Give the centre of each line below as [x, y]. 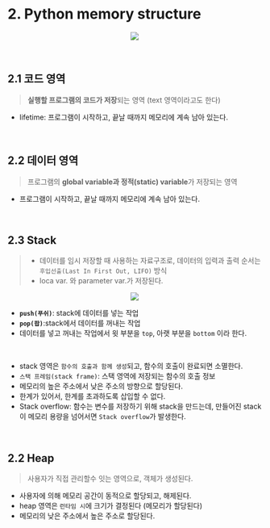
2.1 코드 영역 [37, 79]
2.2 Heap [31, 458]
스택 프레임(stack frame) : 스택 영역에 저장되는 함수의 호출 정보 [117, 376]
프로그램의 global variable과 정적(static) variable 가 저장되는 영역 [132, 182]
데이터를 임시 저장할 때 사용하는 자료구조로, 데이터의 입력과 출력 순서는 [150, 261]
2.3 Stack [32, 240]
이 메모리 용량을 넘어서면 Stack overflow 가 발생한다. [102, 417]
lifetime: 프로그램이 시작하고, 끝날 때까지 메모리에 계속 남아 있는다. [124, 117]
